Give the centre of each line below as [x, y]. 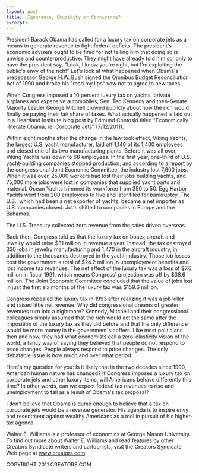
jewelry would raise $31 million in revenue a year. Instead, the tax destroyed [99, 243]
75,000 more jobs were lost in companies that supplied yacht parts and [93, 182]
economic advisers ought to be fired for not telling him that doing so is [92, 52]
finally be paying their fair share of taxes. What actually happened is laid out [99, 114]
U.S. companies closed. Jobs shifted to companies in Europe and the [91, 208]
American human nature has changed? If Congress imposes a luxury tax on [98, 373]
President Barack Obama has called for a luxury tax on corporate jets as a [97, 40]
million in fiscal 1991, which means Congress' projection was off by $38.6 [96, 275]
